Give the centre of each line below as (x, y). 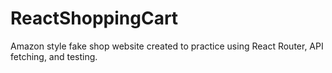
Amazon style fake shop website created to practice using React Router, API (167, 46)
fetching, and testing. (54, 56)
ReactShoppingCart (94, 18)
